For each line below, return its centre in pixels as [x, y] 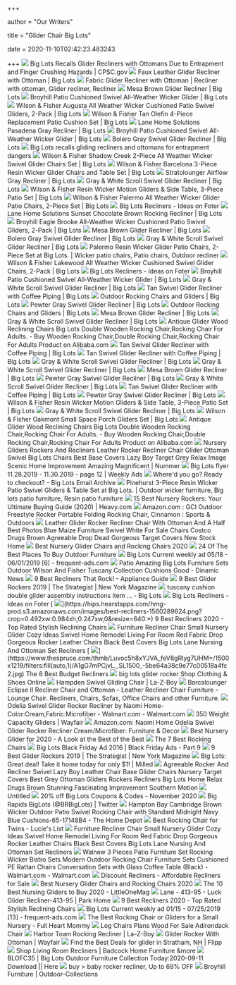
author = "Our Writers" [40, 22]
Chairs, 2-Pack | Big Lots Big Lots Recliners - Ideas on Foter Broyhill [114, 271]
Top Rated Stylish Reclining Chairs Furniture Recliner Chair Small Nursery [118, 627]
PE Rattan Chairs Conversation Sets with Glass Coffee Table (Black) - [108, 867]
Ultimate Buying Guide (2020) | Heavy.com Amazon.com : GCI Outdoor [115, 507]
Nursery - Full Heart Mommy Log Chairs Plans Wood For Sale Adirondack [118, 925]
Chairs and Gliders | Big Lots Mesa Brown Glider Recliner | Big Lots [108, 313]
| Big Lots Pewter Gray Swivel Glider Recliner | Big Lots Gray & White [116, 378]
